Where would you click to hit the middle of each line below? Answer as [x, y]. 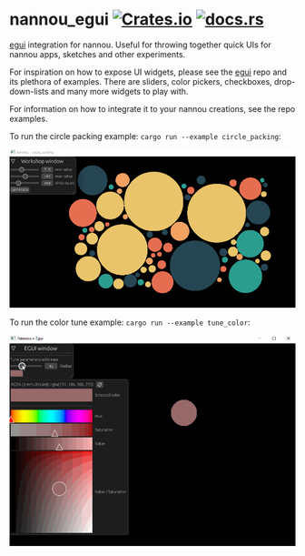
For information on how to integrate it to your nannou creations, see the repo [152, 108]
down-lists [29, 91]
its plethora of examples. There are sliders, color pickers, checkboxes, [141, 81]
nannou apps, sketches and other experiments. [98, 54]
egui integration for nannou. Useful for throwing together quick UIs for [141, 45]
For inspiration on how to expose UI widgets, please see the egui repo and [148, 72]
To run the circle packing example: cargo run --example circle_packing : [145, 136]
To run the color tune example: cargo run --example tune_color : [130, 322]
